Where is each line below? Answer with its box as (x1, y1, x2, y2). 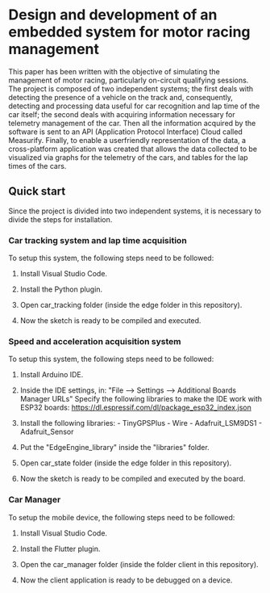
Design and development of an (8, 6, 218, 24)
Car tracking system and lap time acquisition (8, 234, 187, 246)
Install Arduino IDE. (19, 370, 84, 380)
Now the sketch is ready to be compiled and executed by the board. (19, 474, 246, 484)
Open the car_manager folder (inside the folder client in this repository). (19, 559, 260, 569)
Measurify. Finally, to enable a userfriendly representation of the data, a (8, 135, 247, 145)
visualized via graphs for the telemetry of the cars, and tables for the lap (8, 152, 248, 162)
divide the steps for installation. (8, 214, 113, 224)
